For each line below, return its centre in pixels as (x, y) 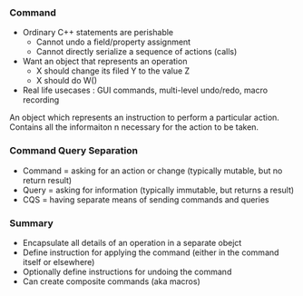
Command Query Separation (74, 151)
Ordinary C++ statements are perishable (98, 33)
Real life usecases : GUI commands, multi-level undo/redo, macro (145, 90)
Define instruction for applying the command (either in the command (151, 252)
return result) (47, 180)
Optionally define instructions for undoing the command (127, 271)
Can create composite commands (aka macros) (112, 281)
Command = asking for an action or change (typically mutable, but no (152, 171)
